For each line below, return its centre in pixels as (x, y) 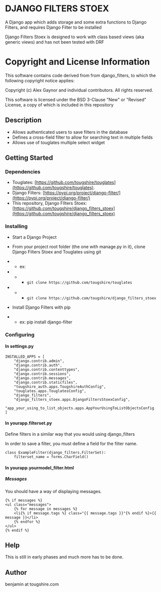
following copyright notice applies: (40, 80)
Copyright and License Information (78, 62)
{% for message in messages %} (46, 509)
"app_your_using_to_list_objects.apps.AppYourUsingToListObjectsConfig (80, 408)
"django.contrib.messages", (42, 378)
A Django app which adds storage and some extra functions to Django (76, 22)
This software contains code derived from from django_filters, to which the (80, 75)
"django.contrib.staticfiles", (46, 382)
